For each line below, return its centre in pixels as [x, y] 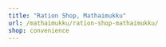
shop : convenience [39, 30]
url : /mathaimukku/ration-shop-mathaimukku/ [83, 23]
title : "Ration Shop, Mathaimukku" [67, 16]
